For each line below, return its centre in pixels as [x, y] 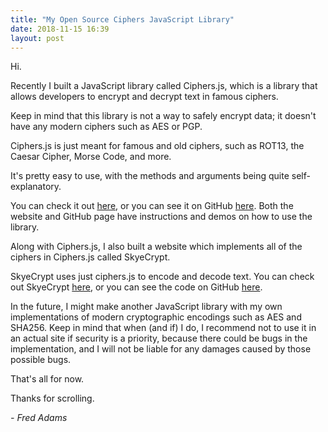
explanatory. [36, 187]
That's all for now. [47, 379]
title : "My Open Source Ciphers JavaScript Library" [122, 19]
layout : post [37, 38]
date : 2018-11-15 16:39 [60, 29]
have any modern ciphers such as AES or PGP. [106, 127]
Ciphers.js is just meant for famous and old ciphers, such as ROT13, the [157, 146]
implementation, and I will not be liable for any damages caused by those [161, 349]
